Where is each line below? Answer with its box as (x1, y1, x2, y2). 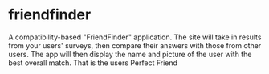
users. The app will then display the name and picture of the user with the (8, 49, 252, 59)
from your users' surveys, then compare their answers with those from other (8, 40, 262, 50)
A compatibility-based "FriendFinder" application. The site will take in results (8, 32, 262, 42)
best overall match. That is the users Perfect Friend (8, 58, 178, 68)
